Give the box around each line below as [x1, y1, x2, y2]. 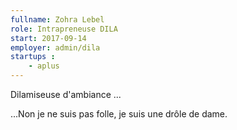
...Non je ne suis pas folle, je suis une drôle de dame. [10, 108, 228, 120]
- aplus [28, 61, 60, 71]
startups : [10, 52, 56, 62]
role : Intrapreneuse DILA [10, 24, 118, 34]
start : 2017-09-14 [10, 33, 87, 43]
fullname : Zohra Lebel [10, 14, 105, 25]
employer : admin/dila [10, 42, 101, 53]
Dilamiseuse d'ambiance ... [10, 89, 122, 100]
